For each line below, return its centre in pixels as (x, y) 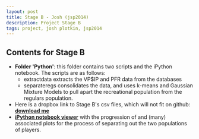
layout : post (22, 12)
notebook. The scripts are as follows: (60, 73)
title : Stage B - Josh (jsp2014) (48, 17)
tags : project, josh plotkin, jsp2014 (54, 28)
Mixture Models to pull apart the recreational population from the (103, 92)
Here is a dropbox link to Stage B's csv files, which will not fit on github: (102, 105)
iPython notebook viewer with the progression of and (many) (90, 117)
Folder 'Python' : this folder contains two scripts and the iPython (93, 67)
